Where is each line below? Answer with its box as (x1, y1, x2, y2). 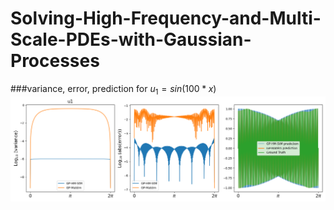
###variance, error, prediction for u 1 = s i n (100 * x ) (10, 82, 217, 97)
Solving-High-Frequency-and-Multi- (10, 7, 322, 30)
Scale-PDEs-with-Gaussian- (10, 28, 252, 51)
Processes (10, 50, 100, 72)
